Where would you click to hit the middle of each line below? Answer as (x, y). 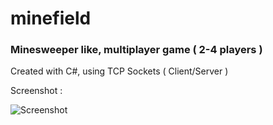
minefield (51, 18)
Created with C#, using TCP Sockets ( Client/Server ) (119, 71)
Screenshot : (36, 91)
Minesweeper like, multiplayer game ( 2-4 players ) (136, 50)
